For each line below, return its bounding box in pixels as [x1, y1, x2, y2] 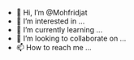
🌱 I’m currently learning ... [15, 25, 103, 34]
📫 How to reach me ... [15, 43, 92, 52]
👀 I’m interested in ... [15, 16, 85, 26]
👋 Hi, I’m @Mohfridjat [15, 8, 88, 17]
